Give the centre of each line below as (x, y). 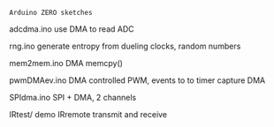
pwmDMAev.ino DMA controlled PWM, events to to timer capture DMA (137, 80)
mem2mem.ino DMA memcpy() (66, 63)
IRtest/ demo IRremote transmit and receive (88, 114)
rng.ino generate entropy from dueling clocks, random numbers (125, 46)
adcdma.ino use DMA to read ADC (72, 29)
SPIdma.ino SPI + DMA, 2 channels (73, 97)
